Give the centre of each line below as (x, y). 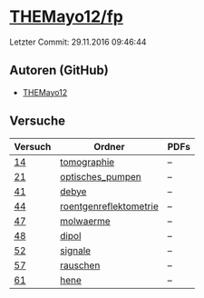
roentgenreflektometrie (109, 206)
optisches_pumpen (101, 176)
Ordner (109, 146)
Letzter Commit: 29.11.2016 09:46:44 (78, 42)
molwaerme (85, 221)
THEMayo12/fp (67, 17)
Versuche (38, 121)
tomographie (87, 162)
